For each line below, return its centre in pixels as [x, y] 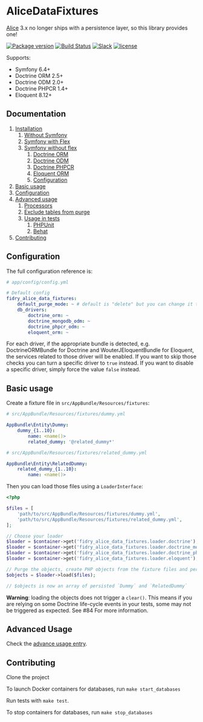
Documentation [36, 114]
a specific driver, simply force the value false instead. [73, 369]
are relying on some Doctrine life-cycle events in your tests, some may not [99, 604]
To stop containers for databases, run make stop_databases [79, 712]
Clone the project [28, 677]
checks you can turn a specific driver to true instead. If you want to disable [100, 363]
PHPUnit [43, 225]
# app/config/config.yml [37, 282]
